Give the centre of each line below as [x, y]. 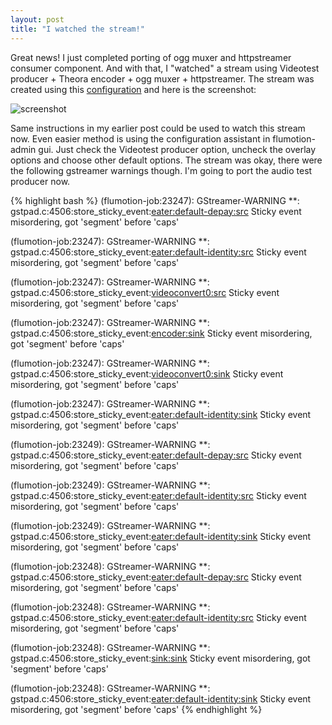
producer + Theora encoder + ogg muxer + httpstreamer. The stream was [162, 78]
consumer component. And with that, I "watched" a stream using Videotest [165, 68]
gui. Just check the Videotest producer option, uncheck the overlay [177, 149]
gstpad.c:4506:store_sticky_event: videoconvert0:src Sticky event [145, 292]
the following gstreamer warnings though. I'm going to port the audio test [161, 170]
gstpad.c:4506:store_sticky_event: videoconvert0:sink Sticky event [147, 373]
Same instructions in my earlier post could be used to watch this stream [158, 128]
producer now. [40, 181]
